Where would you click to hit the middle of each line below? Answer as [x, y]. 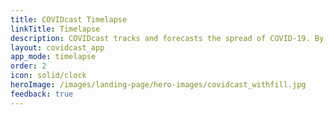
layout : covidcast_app [57, 47]
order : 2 [28, 66]
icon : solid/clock [48, 76]
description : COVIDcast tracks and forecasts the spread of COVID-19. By [167, 38]
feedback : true [42, 94]
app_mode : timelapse [53, 57]
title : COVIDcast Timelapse [69, 19]
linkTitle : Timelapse [55, 29]
